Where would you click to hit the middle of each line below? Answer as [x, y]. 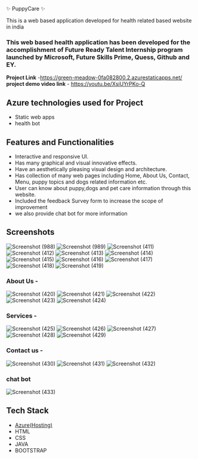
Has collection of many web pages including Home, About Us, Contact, [102, 175]
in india [15, 27]
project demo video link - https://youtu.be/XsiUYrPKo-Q [76, 84]
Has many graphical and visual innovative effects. [76, 163]
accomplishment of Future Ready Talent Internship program [95, 49]
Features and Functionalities [60, 142]
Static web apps [35, 117]
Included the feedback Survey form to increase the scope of [89, 201]
